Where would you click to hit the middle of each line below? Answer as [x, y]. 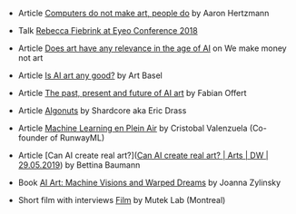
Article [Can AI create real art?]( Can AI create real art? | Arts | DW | [143, 155]
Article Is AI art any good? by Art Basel [90, 75]
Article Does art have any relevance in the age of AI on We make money [153, 48]
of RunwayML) [77, 138]
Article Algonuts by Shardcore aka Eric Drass [102, 111]
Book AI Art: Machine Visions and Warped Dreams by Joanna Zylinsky [149, 182]
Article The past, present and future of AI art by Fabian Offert [132, 93]
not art [30, 58]
